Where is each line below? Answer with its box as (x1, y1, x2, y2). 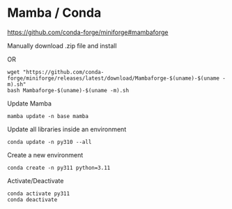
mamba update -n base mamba (7, 113, 89, 120)
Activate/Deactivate (7, 176, 64, 185)
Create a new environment (7, 150, 84, 159)
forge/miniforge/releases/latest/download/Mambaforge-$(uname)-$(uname (7, 75, 219, 82)
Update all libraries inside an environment (7, 124, 127, 134)
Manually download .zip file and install (7, 41, 117, 50)
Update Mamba (7, 99, 52, 108)
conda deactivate (7, 196, 58, 203)
